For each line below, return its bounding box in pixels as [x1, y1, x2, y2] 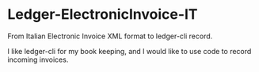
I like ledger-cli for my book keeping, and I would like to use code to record [7, 46, 252, 56]
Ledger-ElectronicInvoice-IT [7, 5, 199, 23]
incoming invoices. [7, 55, 69, 64]
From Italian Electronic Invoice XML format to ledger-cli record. [7, 31, 213, 41]
